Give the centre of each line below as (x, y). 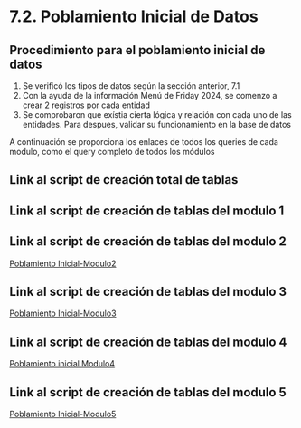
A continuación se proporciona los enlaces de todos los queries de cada (144, 142)
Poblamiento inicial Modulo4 (62, 364)
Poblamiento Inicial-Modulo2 (63, 263)
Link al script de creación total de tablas (124, 180)
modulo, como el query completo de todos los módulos (112, 152)
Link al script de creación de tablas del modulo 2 (148, 242)
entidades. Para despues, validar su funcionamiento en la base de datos (157, 124)
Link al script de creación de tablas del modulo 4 (148, 342)
